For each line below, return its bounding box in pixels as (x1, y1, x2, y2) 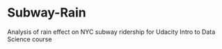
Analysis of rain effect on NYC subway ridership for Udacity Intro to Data (7, 28, 216, 36)
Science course (7, 35, 52, 43)
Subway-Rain (7, 5, 86, 21)
